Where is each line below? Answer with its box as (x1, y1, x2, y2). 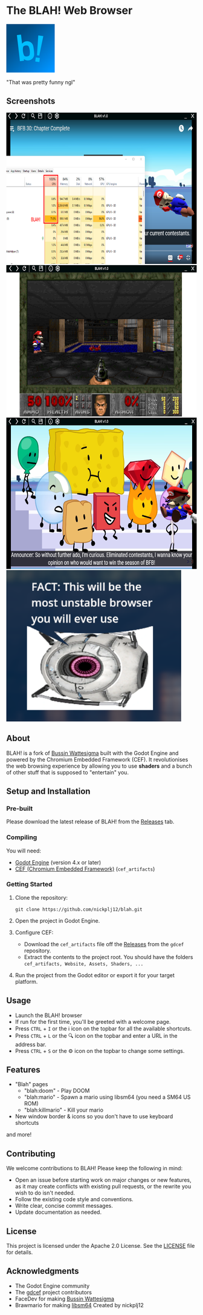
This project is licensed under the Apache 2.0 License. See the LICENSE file (6, 1242, 195, 1250)
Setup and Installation (6, 786, 91, 796)
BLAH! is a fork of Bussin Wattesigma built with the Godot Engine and (6, 749, 179, 757)
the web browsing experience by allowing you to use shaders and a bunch (6, 762, 192, 770)
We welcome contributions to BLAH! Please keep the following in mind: (6, 1165, 183, 1172)
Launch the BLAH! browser (14, 1012, 83, 1019)
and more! (6, 1131, 32, 1138)
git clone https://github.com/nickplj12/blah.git (14, 906, 143, 912)
